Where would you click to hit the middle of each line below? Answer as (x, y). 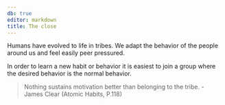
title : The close (32, 26)
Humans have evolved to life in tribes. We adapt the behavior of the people (113, 46)
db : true (20, 13)
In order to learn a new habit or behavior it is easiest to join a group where (111, 67)
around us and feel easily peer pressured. (66, 53)
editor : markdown (32, 20)
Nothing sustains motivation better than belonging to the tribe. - (114, 87)
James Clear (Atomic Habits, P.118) (73, 94)
